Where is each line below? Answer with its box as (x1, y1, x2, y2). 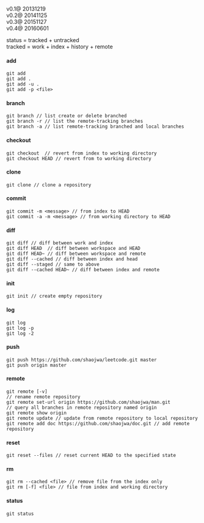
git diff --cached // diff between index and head (6, 256, 138, 262)
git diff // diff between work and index (6, 240, 114, 246)
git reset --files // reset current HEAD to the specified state (6, 452, 176, 459)
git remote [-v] (6, 389, 48, 395)
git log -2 (6, 330, 34, 337)
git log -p (6, 325, 34, 331)
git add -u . (6, 81, 40, 87)
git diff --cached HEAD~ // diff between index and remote (6, 267, 160, 273)
